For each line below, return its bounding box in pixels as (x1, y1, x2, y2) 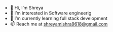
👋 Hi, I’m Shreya (10, 5, 44, 10)
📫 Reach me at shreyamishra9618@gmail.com (10, 21, 108, 27)
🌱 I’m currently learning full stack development (10, 15, 108, 21)
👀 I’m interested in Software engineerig (10, 10, 92, 16)
